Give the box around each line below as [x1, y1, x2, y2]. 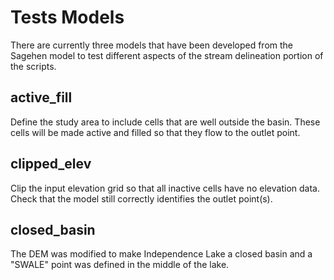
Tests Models [10, 6, 125, 29]
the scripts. [10, 60, 57, 72]
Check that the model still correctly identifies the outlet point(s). [10, 192, 273, 205]
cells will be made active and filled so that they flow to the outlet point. [10, 126, 301, 138]
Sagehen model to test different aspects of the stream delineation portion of [10, 49, 324, 61]
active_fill [10, 89, 73, 106]
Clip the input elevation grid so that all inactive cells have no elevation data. [10, 182, 320, 194]
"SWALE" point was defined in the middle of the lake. [10, 259, 230, 271]
